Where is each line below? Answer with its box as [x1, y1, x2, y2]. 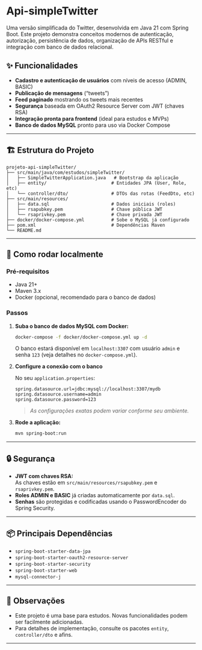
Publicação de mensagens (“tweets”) [14, 89, 109, 97]
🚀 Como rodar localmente [6, 249, 103, 259]
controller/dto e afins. [14, 631, 73, 638]
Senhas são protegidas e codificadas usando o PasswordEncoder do [14, 498, 187, 506]
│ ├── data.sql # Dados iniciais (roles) [6, 201, 176, 207]
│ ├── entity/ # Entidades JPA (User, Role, [6, 180, 187, 186]
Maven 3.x [14, 287, 41, 295]
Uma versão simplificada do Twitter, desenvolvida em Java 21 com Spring [6, 24, 189, 31]
